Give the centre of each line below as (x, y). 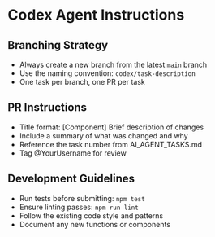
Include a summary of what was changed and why (103, 135)
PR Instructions (47, 108)
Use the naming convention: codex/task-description (107, 73)
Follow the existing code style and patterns (91, 215)
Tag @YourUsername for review (73, 153)
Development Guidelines (71, 179)
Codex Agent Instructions (96, 15)
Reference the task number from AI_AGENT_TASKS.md (111, 144)
